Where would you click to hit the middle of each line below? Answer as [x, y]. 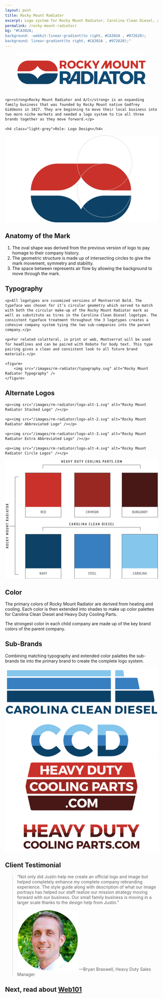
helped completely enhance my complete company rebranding [80, 882]
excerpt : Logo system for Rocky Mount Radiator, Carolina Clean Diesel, [80, 20]
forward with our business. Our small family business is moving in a [84, 898]
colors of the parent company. [35, 629]
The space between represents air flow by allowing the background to [82, 268]
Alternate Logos [30, 393]
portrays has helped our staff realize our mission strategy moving [82, 892]
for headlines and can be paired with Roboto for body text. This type [79, 344]
